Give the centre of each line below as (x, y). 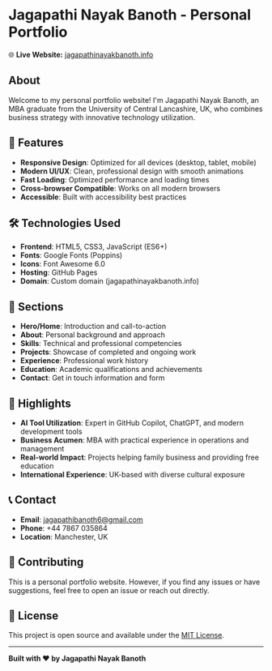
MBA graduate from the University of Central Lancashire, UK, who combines (136, 109)
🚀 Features (36, 143)
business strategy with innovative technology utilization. (102, 117)
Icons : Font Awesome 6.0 (62, 264)
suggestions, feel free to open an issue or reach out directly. (109, 590)
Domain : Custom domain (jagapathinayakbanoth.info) (110, 281)
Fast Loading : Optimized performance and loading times (115, 179)
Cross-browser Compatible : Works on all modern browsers (120, 188)
